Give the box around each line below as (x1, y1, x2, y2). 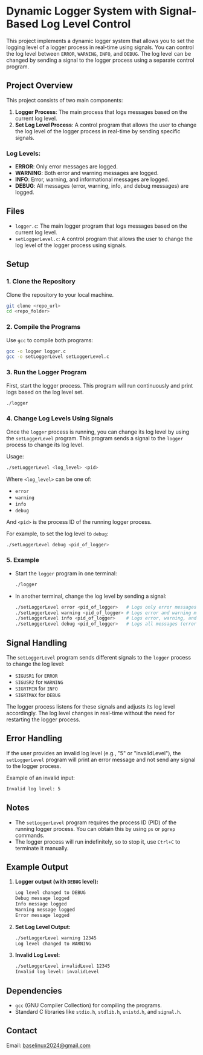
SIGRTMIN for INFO (14, 685, 59, 692)
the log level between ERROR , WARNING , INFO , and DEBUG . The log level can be (6, 50, 192, 57)
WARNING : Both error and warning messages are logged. (14, 170, 159, 177)
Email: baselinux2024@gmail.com (6, 1042, 91, 1049)
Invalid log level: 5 (6, 785, 61, 792)
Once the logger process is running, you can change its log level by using (6, 428, 190, 435)
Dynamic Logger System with (6, 4, 157, 18)
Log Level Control (40, 17, 131, 31)
